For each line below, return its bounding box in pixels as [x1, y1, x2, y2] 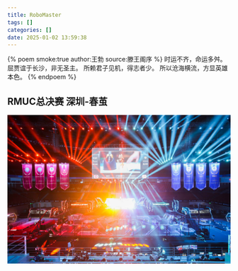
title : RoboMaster [7, 11, 62, 18]
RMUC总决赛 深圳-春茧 [7, 96, 108, 108]
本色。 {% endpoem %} [7, 73, 76, 81]
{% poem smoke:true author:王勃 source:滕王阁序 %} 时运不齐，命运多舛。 [7, 55, 227, 64]
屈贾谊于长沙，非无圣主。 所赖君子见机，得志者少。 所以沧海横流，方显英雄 [7, 64, 228, 72]
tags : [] [7, 18, 33, 26]
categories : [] [7, 26, 52, 33]
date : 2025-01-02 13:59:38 [7, 34, 87, 41]
